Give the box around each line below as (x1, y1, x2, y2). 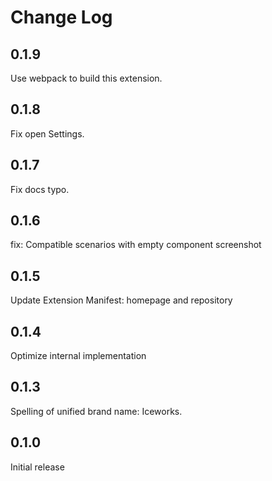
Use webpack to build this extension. (10, 72, 163, 84)
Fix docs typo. (10, 183, 70, 195)
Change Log (10, 6, 113, 29)
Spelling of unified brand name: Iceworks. (10, 405, 183, 417)
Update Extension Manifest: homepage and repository (10, 294, 233, 306)
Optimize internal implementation (10, 350, 147, 362)
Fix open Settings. (10, 127, 85, 140)
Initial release (10, 461, 65, 473)
